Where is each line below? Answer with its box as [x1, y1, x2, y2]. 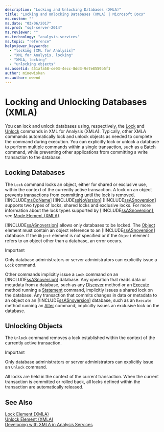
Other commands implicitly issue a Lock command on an [5, 271, 118, 277]
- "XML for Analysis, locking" [9, 52, 73, 58]
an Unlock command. [5, 364, 47, 370]
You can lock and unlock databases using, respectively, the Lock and [5, 123, 144, 129]
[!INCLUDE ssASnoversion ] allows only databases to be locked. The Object [5, 222, 155, 228]
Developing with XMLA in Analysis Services [5, 422, 93, 428]
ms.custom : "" [5, 16, 34, 21]
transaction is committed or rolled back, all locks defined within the [5, 379, 141, 385]
